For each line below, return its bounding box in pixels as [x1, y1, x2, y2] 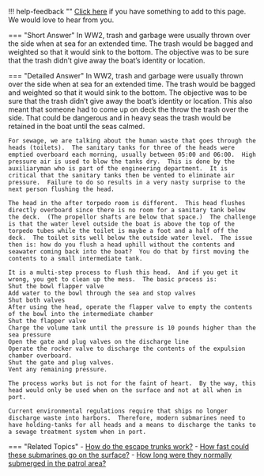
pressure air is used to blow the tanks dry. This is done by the [8, 158, 236, 166]
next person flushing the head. [8, 185, 115, 193]
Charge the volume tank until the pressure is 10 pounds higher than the [8, 324, 257, 332]
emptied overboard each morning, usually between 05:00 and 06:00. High [8, 150, 257, 158]
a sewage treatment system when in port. [8, 428, 147, 436]
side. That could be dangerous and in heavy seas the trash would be [8, 113, 232, 122]
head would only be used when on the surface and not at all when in [8, 387, 243, 394]
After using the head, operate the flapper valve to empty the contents [8, 303, 253, 311]
